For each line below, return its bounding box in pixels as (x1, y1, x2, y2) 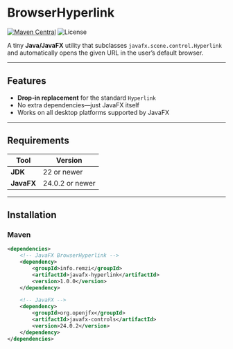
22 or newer (42, 167, 83, 177)
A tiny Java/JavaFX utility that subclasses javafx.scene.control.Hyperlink (7, 41, 222, 49)
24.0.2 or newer (42, 178, 96, 188)
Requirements (7, 135, 69, 147)
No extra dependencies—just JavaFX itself (17, 100, 140, 109)
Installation (7, 209, 57, 221)
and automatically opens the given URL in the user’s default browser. (7, 48, 204, 57)
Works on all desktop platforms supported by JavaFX (17, 108, 170, 116)
